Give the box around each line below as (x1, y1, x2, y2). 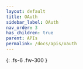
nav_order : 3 (6, 24, 38, 31)
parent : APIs (6, 35, 38, 41)
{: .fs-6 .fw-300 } (6, 56, 48, 64)
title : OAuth (6, 14, 38, 20)
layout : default (6, 8, 46, 14)
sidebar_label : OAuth (6, 19, 59, 25)
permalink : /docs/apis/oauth (6, 41, 77, 47)
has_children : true (6, 30, 54, 36)
